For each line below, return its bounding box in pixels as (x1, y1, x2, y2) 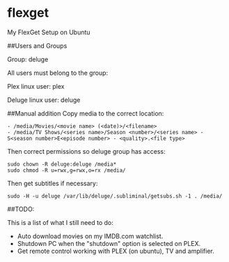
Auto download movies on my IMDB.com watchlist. (17, 232, 164, 240)
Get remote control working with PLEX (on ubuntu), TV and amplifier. (17, 247, 214, 255)
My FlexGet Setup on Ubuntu (7, 28, 90, 36)
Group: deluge (7, 54, 49, 64)
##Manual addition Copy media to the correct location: (7, 109, 164, 117)
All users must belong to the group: (7, 68, 109, 77)
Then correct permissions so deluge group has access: (7, 147, 166, 155)
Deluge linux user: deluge (7, 96, 81, 104)
